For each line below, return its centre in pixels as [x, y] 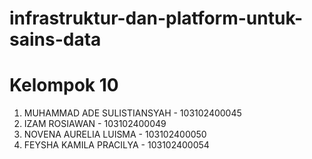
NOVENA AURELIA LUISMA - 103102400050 [115, 134]
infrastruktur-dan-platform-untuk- [156, 18]
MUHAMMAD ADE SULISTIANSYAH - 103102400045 [132, 113]
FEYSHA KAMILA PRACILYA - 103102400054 [116, 145]
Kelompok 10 [64, 85]
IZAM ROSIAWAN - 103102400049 [95, 124]
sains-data [55, 39]
